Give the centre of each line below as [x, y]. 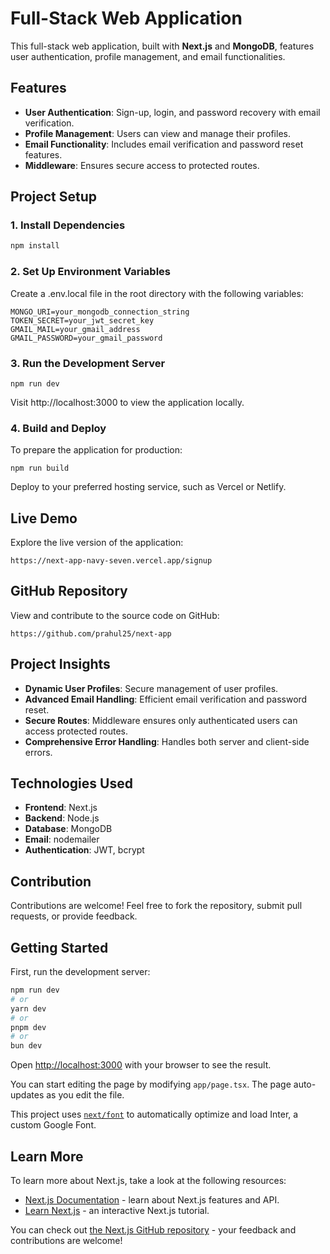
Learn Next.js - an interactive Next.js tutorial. [117, 1211]
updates [27, 1095]
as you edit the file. [85, 1095]
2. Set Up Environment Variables [90, 272]
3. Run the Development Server [88, 363]
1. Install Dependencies [68, 225]
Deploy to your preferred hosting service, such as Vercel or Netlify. [148, 487]
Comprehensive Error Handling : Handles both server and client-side [167, 741]
